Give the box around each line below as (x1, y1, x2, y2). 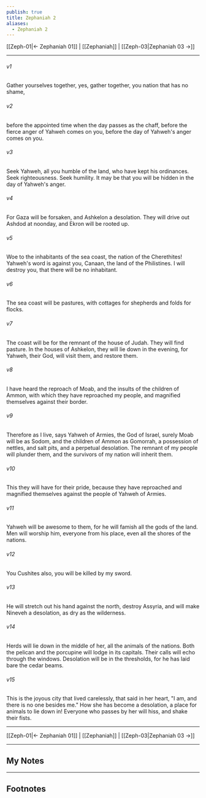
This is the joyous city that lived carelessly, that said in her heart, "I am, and (6, 695, 197, 702)
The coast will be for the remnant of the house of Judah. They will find (6, 339, 185, 346)
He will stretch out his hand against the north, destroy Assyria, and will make (6, 602, 200, 610)
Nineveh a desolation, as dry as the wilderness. (6, 609, 126, 616)
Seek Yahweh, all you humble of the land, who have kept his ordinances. (6, 167, 189, 175)
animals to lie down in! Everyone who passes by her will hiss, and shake (6, 708, 188, 715)
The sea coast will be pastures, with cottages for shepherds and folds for (6, 299, 191, 307)
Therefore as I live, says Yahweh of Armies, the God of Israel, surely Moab (6, 431, 194, 439)
